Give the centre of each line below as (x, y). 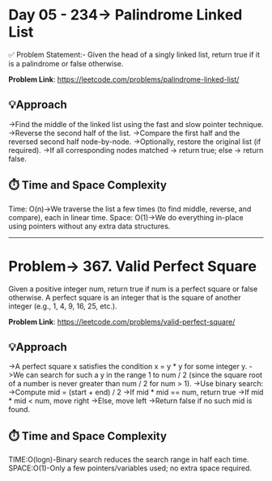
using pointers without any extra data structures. (89, 226)
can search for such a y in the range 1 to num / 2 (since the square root (144, 375)
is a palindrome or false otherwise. (66, 63)
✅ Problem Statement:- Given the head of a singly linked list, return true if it (134, 54)
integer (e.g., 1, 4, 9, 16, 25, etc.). (63, 306)
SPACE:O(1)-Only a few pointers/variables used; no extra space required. (130, 468)
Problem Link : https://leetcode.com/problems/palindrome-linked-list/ (124, 79)
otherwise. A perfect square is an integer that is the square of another (125, 297)
